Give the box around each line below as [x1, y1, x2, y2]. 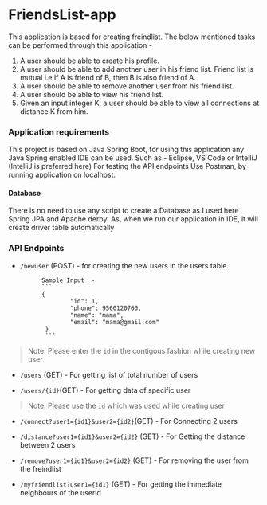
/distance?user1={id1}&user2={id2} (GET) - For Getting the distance [19, 432, 245, 441]
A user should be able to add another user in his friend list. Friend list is [19, 64, 254, 73]
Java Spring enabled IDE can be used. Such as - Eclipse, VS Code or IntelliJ [8, 153, 257, 162]
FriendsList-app [8, 6, 116, 24]
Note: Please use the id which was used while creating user [27, 401, 226, 410]
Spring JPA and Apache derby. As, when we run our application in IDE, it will [8, 214, 259, 224]
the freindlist [19, 464, 62, 473]
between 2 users [19, 440, 76, 449]
